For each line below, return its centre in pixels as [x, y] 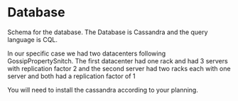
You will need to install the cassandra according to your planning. [103, 90]
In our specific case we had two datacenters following [87, 53]
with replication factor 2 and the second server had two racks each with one [119, 68]
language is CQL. [33, 39]
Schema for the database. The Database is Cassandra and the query [108, 32]
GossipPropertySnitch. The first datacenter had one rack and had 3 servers [118, 60]
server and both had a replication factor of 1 [72, 76]
